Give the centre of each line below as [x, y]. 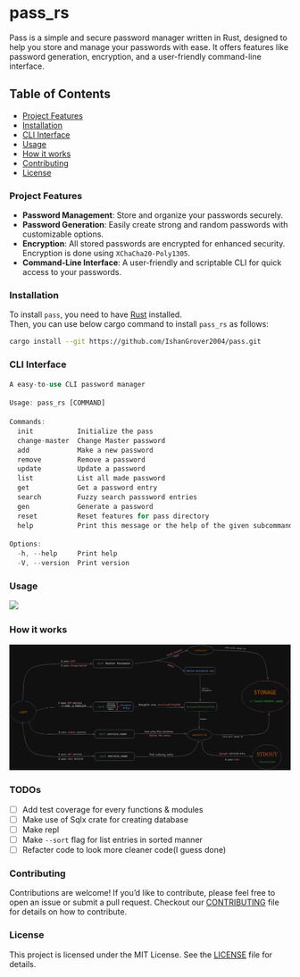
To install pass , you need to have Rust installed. [96, 314]
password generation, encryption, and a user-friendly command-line [135, 56]
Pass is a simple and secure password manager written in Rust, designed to [148, 38]
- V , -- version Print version [73, 564]
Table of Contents [60, 94]
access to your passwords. [72, 272]
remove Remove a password [81, 459]
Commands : [28, 422]
